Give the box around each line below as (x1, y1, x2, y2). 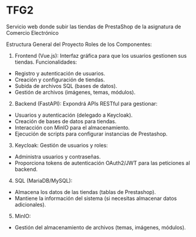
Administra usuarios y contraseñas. (14, 153, 101, 160)
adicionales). (14, 201, 46, 208)
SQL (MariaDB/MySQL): (14, 177, 73, 184)
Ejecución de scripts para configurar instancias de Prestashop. (14, 130, 168, 137)
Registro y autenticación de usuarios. (14, 70, 105, 77)
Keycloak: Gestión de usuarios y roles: (14, 141, 108, 149)
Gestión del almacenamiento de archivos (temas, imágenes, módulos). (14, 223, 186, 231)
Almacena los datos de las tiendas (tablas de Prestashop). (14, 188, 156, 195)
